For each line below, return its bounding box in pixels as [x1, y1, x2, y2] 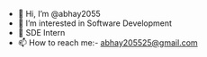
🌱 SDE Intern [17, 28, 66, 37]
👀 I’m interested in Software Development [17, 18, 173, 28]
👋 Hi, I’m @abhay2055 [17, 9, 101, 19]
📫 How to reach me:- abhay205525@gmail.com [17, 37, 198, 48]
